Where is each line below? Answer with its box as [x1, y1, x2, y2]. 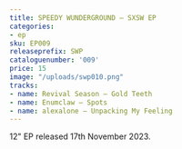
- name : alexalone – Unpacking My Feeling [9, 106, 173, 115]
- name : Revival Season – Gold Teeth [9, 89, 153, 98]
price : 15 [9, 65, 47, 74]
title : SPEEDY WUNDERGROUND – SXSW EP [9, 13, 157, 23]
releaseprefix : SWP [9, 47, 84, 56]
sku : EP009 [9, 38, 51, 48]
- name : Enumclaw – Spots [9, 97, 107, 107]
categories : [9, 22, 55, 31]
